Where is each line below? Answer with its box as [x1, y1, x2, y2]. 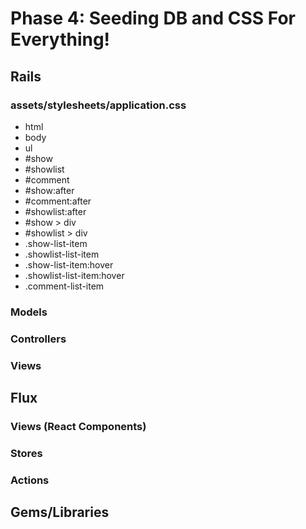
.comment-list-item [24, 280, 105, 292]
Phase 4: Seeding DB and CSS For [10, 7, 296, 30]
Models [10, 305, 48, 319]
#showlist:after [24, 205, 87, 217]
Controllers [10, 332, 67, 346]
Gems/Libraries [10, 504, 110, 521]
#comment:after [24, 195, 92, 207]
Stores [10, 446, 43, 460]
